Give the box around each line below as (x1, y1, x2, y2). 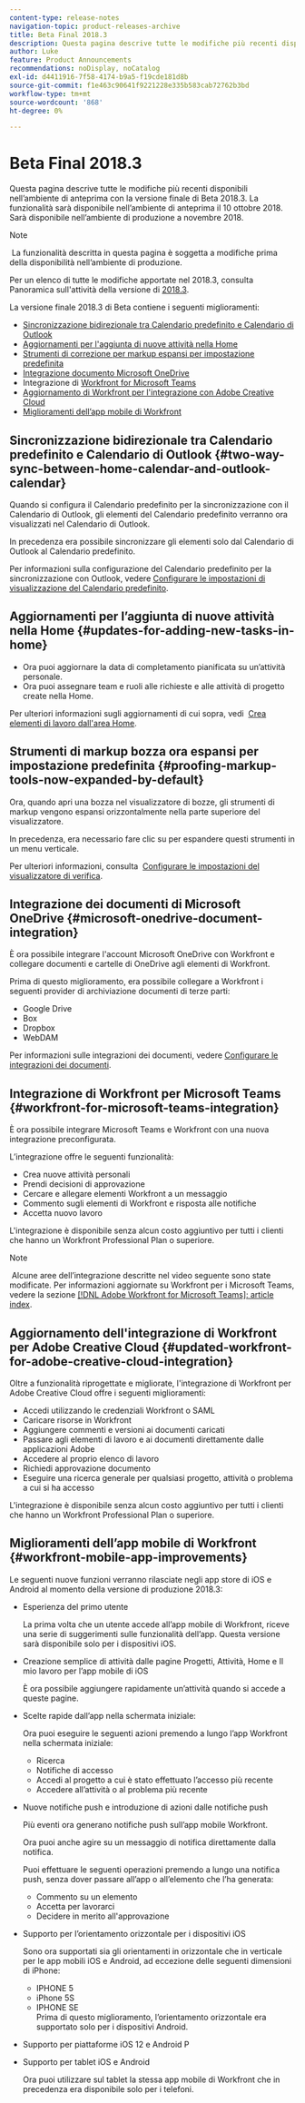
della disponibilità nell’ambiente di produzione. (9, 257, 183, 268)
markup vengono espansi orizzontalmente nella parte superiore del (9, 805, 261, 817)
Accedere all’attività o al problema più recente (35, 1783, 209, 1794)
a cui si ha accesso (22, 1482, 95, 1494)
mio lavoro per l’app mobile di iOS (22, 1665, 149, 1676)
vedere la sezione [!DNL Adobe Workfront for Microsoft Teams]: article (9, 1289, 274, 1300)
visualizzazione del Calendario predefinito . (9, 583, 169, 593)
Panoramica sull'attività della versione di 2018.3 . (9, 284, 190, 295)
